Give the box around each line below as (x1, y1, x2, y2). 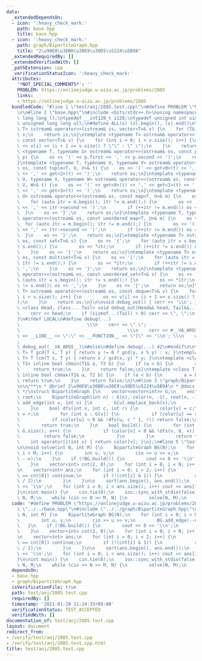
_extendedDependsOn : (11, 14, 63, 20)
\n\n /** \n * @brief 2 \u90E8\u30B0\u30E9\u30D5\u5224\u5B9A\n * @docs (17, 383, 195, 389)
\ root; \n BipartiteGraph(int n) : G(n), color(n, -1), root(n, (17, 394, 189, 400)
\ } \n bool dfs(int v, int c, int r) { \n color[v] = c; (17, 406, 195, 412)
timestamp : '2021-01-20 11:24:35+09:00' (11, 601, 114, 607)
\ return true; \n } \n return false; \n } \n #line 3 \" (17, 377, 165, 383)
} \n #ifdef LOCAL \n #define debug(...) (17, 316, 112, 322)
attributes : (11, 76, 42, 82)
